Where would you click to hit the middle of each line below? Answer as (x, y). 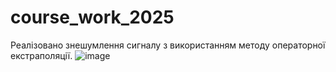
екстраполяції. (41, 55)
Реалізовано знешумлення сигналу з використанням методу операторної (168, 45)
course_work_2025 (92, 17)
